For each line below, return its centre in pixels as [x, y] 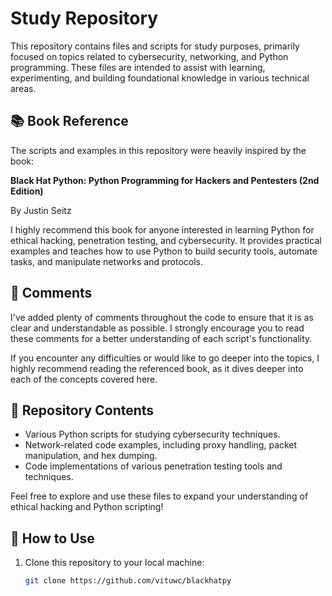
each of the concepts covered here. [84, 379]
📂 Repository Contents [82, 410]
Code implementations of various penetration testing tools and [153, 466]
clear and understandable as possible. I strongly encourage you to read [157, 328]
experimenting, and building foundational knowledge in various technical [160, 78]
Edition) [27, 191]
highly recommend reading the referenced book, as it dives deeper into [157, 368]
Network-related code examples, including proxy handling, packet [161, 445]
